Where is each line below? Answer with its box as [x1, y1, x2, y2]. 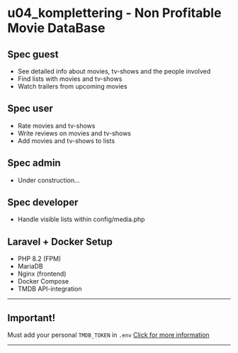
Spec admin [7, 157, 62, 169]
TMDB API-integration [17, 285, 83, 293]
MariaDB [17, 262, 44, 271]
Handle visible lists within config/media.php [17, 215, 145, 224]
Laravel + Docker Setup [7, 235, 113, 247]
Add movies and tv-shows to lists [17, 136, 115, 145]
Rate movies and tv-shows [17, 121, 96, 130]
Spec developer [7, 196, 79, 208]
